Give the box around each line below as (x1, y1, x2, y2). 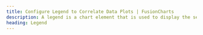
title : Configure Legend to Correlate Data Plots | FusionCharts (6, 8, 174, 15)
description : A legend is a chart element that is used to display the (6, 14, 190, 20)
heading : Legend (6, 20, 47, 26)
